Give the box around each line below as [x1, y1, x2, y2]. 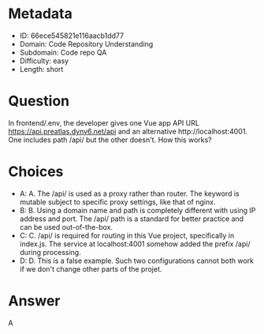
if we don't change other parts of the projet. [19, 264, 162, 273]
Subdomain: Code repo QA [19, 47, 107, 57]
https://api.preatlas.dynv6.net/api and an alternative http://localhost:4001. [8, 126, 248, 136]
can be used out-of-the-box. [19, 222, 113, 231]
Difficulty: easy [19, 56, 69, 66]
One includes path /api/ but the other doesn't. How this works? [8, 135, 213, 144]
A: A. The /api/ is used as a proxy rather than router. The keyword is [19, 189, 240, 198]
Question [8, 92, 69, 111]
